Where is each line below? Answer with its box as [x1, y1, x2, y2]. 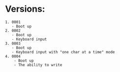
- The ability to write [14, 62, 63, 67]
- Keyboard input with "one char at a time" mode [11, 49, 115, 54]
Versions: [5, 3, 46, 15]
